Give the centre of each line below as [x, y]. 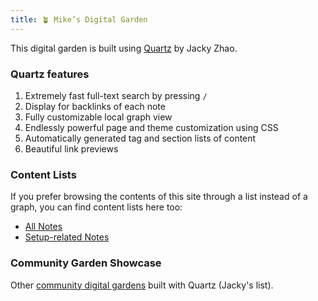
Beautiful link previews [71, 148]
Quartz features [50, 74]
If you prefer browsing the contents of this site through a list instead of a [159, 197]
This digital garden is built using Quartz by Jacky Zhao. [124, 48]
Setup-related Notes [67, 237]
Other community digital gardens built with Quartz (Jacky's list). [142, 285]
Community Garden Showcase [86, 263]
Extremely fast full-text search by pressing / [116, 95]
